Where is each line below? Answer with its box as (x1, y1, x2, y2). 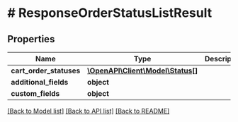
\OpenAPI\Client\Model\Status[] (87, 66, 198, 75)
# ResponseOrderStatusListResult (7, 5, 212, 21)
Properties (7, 33, 55, 45)
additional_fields (11, 78, 69, 87)
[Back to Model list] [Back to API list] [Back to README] (7, 107, 170, 115)
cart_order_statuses (11, 66, 81, 75)
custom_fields (11, 89, 60, 98)
